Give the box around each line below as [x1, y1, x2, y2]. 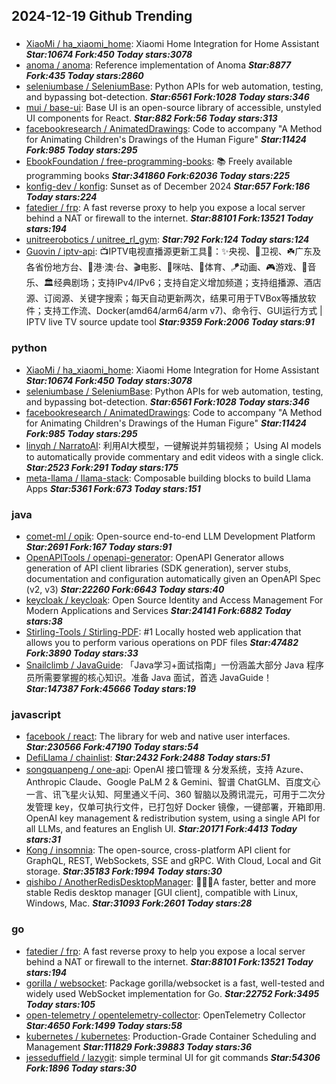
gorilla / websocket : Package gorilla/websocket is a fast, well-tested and [25, 977, 325, 989]
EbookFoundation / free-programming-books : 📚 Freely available [25, 155, 293, 168]
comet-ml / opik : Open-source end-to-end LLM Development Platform [25, 530, 316, 542]
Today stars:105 [25, 998, 96, 1010]
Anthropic [25, 776, 67, 788]
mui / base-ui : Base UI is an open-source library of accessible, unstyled [25, 102, 322, 114]
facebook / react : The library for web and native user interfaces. [25, 730, 291, 743]
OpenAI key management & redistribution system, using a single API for [25, 812, 321, 824]
